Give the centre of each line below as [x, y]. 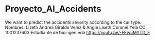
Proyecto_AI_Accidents [53, 9]
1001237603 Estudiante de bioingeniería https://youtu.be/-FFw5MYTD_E [77, 32]
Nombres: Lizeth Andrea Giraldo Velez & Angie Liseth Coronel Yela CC [75, 27]
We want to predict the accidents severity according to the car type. [73, 22]
